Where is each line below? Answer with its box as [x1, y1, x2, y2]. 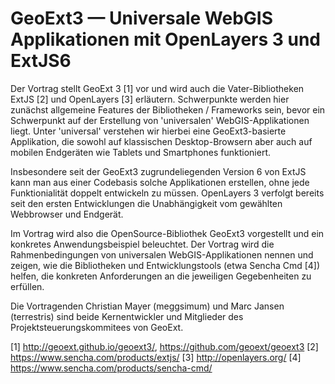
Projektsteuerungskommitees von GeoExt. [10, 321, 184, 333]
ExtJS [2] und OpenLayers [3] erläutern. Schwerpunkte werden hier [10, 93, 290, 105]
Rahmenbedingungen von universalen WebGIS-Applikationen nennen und [10, 248, 314, 261]
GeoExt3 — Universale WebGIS [10, 7, 274, 30]
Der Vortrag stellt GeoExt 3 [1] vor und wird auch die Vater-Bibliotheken [10, 82, 305, 94]
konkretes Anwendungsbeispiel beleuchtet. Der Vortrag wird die [10, 238, 275, 250]
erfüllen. [10, 280, 45, 292]
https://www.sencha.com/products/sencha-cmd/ [10, 362, 213, 374]
